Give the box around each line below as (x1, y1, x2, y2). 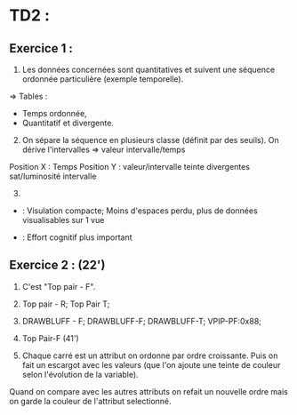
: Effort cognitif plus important (21, 232, 132, 243)
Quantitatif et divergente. (21, 117, 114, 128)
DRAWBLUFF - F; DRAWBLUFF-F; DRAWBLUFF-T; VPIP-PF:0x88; (21, 315, 262, 326)
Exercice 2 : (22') (9, 258, 106, 273)
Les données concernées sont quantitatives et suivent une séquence (21, 64, 276, 75)
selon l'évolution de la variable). (21, 369, 140, 379)
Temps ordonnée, (21, 108, 87, 118)
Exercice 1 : (9, 41, 73, 56)
